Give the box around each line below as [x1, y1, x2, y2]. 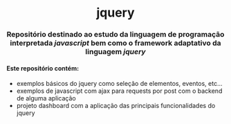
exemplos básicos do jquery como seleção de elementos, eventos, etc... [16, 80, 223, 88]
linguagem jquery [85, 47, 146, 57]
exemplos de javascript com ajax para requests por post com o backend [16, 87, 223, 95]
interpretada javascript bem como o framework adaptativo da [9, 38, 222, 48]
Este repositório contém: [6, 64, 80, 72]
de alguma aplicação [16, 94, 77, 103]
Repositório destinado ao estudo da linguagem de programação [6, 30, 225, 39]
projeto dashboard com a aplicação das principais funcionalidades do [16, 102, 216, 110]
